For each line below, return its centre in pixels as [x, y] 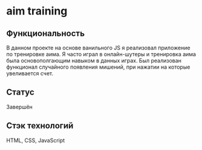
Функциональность [46, 33]
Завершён [20, 107]
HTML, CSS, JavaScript [36, 140]
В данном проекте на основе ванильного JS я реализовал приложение [98, 48]
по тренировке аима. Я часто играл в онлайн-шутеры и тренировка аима [101, 54]
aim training [37, 11]
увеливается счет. [30, 73]
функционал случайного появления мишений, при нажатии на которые [98, 67]
